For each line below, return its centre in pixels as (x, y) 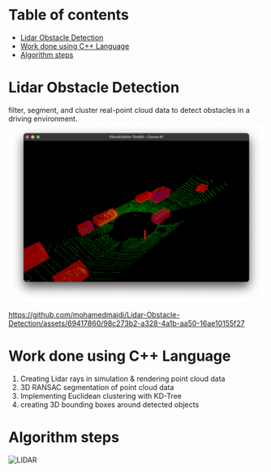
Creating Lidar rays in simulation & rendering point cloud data (123, 379)
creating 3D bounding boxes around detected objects (110, 405)
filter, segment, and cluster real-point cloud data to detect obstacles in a (129, 110)
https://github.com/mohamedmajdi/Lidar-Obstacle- (94, 314)
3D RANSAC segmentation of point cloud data (97, 387)
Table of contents (69, 15)
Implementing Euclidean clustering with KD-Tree (101, 396)
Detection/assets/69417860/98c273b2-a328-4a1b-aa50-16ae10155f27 (127, 323)
